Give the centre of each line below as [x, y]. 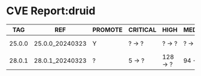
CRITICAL [142, 30]
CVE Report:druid [51, 11]
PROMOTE [107, 30]
